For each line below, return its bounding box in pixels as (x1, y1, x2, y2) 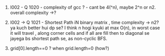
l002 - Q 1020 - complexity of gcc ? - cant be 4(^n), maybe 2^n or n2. (10, 5, 156, 10)
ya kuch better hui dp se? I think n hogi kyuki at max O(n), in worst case (10, 25, 160, 31)
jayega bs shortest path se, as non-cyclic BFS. (10, 35, 108, 41)
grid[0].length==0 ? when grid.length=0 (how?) (10, 45, 110, 51)
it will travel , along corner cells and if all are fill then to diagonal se (10, 30, 150, 36)
